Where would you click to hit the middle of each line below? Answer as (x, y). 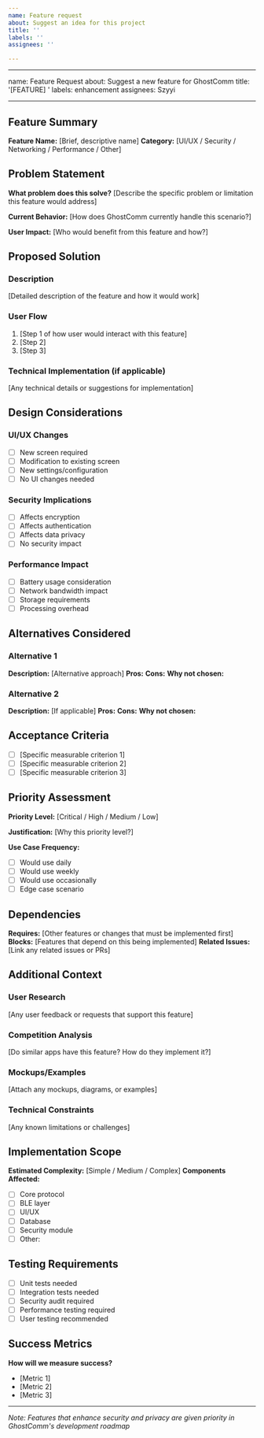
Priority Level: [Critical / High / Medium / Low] (83, 817)
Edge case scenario (51, 889)
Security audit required (57, 1301)
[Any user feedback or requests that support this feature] (101, 1014)
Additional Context (55, 975)
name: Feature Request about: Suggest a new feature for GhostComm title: (129, 82)
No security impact (50, 543)
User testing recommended (64, 1318)
